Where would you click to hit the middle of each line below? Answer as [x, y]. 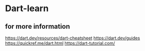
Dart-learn [27, 8]
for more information [38, 26]
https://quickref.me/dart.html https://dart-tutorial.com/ [60, 43]
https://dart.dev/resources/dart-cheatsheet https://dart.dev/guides [72, 38]
